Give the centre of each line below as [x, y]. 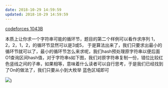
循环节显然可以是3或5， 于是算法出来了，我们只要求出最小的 [100, 45]
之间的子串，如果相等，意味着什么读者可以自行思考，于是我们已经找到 [91, 64]
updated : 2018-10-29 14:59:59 [37, 14]
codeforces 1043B [24, 28]
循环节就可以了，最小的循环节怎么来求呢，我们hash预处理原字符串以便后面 [83, 51]
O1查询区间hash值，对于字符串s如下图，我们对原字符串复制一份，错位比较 [82, 57]
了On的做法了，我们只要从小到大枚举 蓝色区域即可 [57, 70]
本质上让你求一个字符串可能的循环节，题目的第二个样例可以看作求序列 [78, 39]
